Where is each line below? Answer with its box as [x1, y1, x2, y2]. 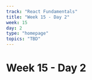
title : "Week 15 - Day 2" [6, 14, 70, 20]
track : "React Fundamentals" [6, 8, 78, 15]
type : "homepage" [6, 31, 49, 36]
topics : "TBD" [6, 36, 41, 42]
